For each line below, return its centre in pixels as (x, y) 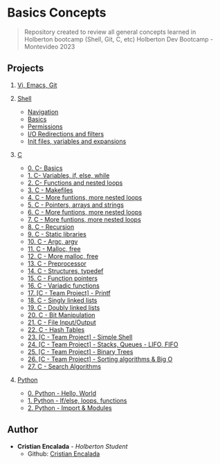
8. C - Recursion (51, 227)
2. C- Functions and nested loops (75, 183)
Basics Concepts (57, 13)
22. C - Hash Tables (56, 329)
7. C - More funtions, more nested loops (84, 219)
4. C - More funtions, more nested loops (85, 197)
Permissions (45, 127)
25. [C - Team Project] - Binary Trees (80, 351)
